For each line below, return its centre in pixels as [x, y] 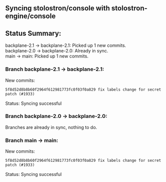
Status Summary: [33, 33]
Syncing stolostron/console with [58, 8]
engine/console [31, 16]
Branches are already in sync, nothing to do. [51, 127]
